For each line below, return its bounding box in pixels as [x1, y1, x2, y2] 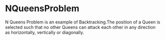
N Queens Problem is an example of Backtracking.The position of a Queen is [5, 19, 161, 25]
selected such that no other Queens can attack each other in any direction [5, 24, 156, 30]
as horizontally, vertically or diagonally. [5, 29, 84, 35]
